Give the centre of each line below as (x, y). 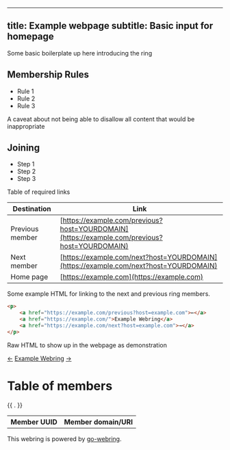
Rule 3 (26, 105)
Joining (23, 148)
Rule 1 (25, 91)
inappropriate (26, 126)
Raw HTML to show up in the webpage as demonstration (87, 345)
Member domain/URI (99, 422)
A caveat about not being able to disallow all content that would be (101, 119)
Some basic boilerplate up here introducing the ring (80, 53)
